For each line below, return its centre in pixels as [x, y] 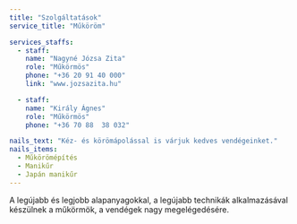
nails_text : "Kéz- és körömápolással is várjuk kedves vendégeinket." [144, 141]
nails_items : [34, 150]
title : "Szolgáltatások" [55, 17]
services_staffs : [42, 42]
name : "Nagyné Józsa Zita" [76, 59]
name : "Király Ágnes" [65, 108]
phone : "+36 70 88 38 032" [77, 125]
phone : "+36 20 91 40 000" [76, 76]
